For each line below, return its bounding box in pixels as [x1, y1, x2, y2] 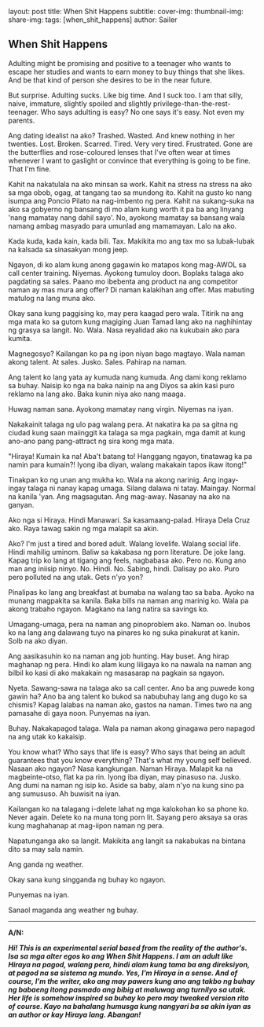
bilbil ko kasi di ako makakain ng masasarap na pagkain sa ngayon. [8, 668, 225, 677]
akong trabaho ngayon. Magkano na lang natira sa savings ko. [8, 604, 210, 614]
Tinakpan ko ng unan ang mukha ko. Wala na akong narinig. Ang [8, 475, 217, 484]
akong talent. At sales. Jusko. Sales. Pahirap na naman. [8, 357, 187, 366]
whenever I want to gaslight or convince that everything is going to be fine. [8, 156, 251, 165]
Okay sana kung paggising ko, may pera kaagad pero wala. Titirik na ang [8, 308, 244, 317]
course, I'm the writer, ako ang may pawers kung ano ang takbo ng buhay [8, 976, 255, 985]
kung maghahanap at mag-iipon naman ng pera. [8, 820, 165, 830]
